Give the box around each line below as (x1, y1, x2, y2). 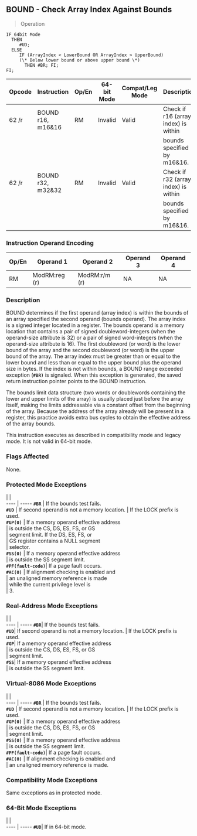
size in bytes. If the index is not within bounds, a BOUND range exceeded (6, 366, 184, 373)
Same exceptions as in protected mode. (6, 789, 103, 796)
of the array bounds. (6, 420, 56, 427)
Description (6, 296, 40, 304)
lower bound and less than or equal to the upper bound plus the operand (6, 359, 182, 366)
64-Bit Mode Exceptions (6, 804, 77, 812)
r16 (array (163, 112, 192, 120)
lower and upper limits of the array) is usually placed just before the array (6, 395, 184, 402)
